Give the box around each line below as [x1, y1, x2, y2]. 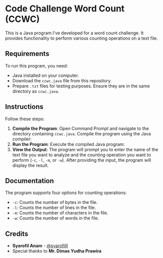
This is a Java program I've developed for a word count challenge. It [5, 30, 144, 36]
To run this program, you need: [5, 63, 68, 68]
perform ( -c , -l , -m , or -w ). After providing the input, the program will [12, 157, 152, 163]
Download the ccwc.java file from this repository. [12, 77, 112, 83]
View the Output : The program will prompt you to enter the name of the [12, 146, 159, 152]
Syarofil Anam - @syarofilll [12, 243, 68, 249]
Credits [5, 229, 29, 238]
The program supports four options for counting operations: [5, 190, 127, 196]
